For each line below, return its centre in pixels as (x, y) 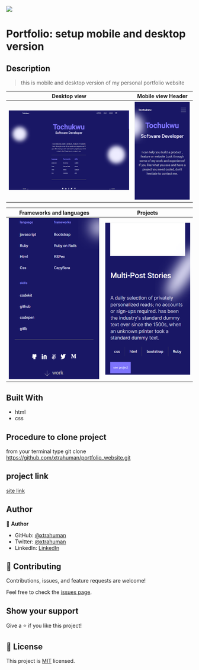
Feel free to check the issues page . (49, 592)
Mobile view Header (162, 96)
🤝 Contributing (34, 567)
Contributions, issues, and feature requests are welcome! (76, 581)
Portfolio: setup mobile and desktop (96, 34)
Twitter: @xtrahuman (40, 542)
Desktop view (69, 96)
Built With (25, 397)
